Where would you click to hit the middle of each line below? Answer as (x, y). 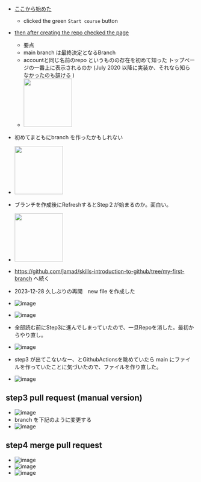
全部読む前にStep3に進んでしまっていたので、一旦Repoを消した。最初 (101, 327)
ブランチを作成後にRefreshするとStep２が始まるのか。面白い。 (93, 205)
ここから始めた (33, 9)
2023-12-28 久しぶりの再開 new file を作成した (75, 291)
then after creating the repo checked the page (72, 33)
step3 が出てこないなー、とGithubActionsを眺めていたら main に (94, 359)
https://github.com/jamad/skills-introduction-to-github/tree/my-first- (99, 271)
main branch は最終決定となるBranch (69, 52)
